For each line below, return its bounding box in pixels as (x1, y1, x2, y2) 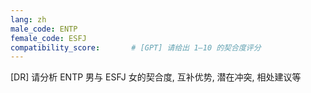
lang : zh (10, 14, 47, 25)
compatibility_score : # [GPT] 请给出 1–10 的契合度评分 (10, 42, 262, 53)
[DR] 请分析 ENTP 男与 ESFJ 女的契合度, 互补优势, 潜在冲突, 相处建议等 (10, 71, 302, 83)
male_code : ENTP (10, 24, 78, 34)
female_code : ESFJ (10, 33, 87, 43)
